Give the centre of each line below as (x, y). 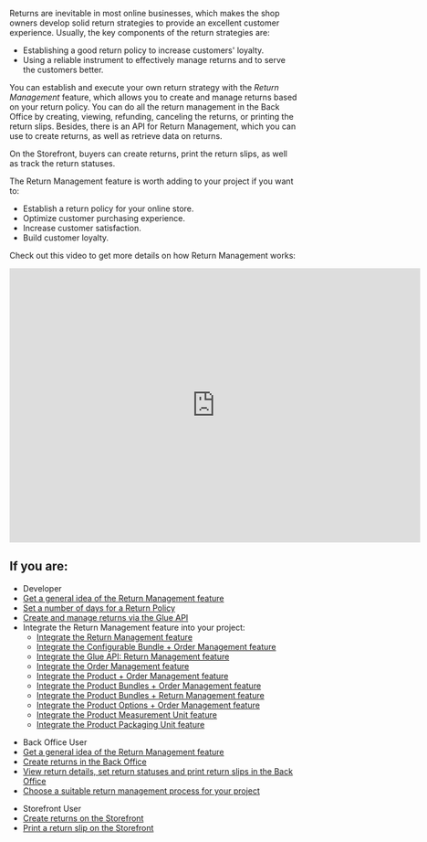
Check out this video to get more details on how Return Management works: (153, 256)
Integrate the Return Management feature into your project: (134, 627)
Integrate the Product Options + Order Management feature (148, 705)
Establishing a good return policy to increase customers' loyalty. (143, 50)
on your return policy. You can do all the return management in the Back (145, 107)
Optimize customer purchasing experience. (104, 218)
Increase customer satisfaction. (82, 228)
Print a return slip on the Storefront (88, 827)
